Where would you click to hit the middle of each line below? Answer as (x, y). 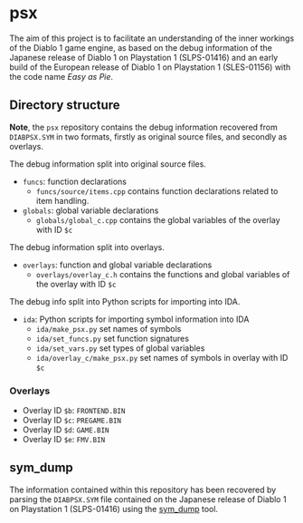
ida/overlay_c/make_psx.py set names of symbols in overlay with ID (162, 357)
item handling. (62, 200)
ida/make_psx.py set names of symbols (109, 328)
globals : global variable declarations (90, 210)
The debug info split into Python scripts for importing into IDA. (125, 301)
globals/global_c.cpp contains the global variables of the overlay (158, 219)
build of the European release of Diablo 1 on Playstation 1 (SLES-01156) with (150, 67)
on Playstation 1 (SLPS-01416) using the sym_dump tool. (114, 508)
